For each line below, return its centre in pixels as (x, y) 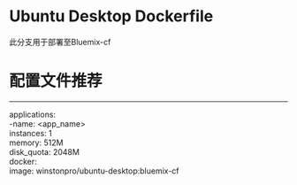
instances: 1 (31, 133)
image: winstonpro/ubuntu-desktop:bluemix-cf (94, 171)
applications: (32, 114)
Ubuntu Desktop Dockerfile (111, 16)
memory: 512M (36, 143)
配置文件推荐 (56, 81)
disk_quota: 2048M (44, 151)
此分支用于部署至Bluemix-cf (60, 42)
